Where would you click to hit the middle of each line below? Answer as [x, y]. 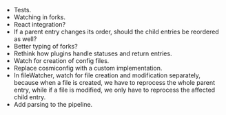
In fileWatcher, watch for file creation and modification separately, [107, 75]
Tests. [22, 10]
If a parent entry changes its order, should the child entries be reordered [116, 31]
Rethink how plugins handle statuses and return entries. [93, 53]
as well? [25, 39]
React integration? [40, 24]
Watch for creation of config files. [61, 61]
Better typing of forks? [45, 46]
